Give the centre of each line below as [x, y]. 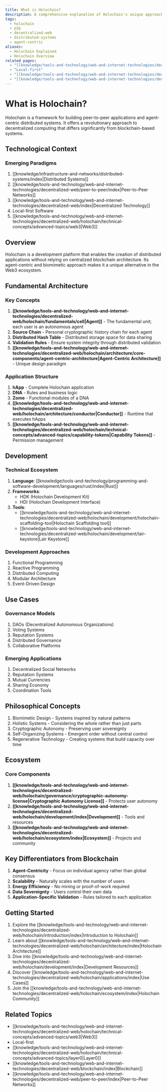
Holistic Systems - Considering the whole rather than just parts [77, 723]
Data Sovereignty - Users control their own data [62, 892]
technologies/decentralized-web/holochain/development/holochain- [90, 518]
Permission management [38, 440]
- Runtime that [139, 414]
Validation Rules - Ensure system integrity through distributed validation [86, 342]
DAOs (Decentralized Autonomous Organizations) [63, 624]
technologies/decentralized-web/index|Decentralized [67, 206]
